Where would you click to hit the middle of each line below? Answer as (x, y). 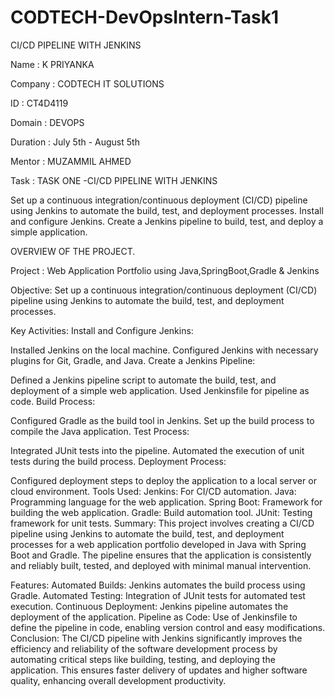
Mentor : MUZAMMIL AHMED (71, 161)
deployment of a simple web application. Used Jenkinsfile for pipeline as (160, 390)
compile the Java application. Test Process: (100, 431)
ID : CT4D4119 (39, 103)
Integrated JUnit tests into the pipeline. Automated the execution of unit (157, 450)
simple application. (49, 232)
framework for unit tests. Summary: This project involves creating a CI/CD (162, 523)
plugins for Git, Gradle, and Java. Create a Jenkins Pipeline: (133, 360)
